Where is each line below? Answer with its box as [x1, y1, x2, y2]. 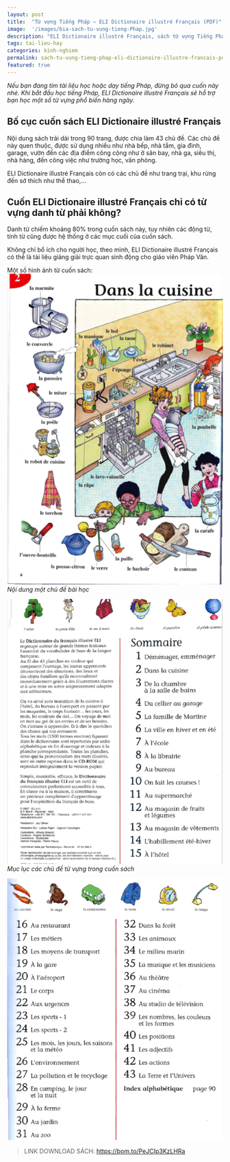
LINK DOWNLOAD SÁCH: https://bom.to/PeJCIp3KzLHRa [23, 1147, 186, 1155]
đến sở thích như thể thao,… [7, 176, 87, 184]
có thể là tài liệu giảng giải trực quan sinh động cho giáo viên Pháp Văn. [7, 253, 209, 261]
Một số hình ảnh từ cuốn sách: [7, 266, 93, 274]
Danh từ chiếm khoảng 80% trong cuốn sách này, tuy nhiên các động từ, [7, 225, 212, 233]
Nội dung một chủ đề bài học [7, 585, 90, 594]
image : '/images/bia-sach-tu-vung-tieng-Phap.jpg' [7, 25, 157, 32]
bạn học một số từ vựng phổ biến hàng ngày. [7, 96, 135, 104]
